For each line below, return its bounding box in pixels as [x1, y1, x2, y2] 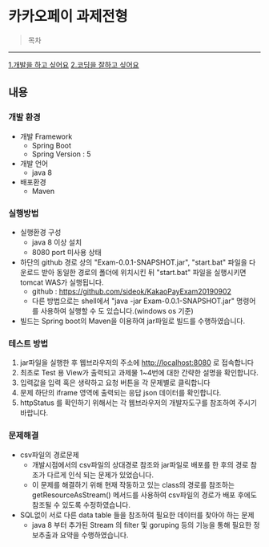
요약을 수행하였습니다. [59, 530, 129, 540]
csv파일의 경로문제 [19, 450, 80, 460]
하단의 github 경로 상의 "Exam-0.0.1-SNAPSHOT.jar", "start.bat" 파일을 [19, 257, 248, 267]
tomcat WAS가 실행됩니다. [19, 278, 104, 287]
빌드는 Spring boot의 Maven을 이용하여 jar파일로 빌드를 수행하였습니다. [19, 316, 246, 326]
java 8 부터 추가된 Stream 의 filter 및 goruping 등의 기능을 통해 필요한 [31, 520, 252, 529]
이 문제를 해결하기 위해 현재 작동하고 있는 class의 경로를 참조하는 [31, 480, 235, 489]
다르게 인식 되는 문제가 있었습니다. [46, 470, 155, 480]
